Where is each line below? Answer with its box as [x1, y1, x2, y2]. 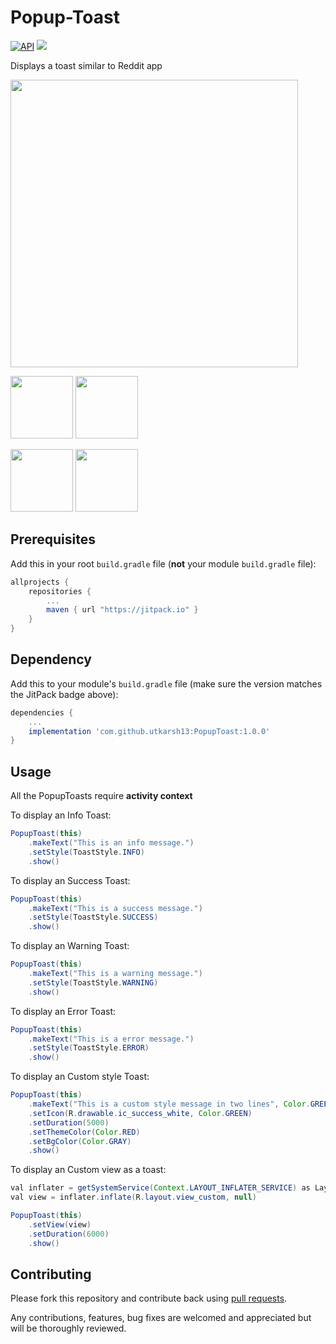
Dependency [10, 651, 92, 668]
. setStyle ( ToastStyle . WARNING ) [28, 977, 159, 988]
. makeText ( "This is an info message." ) [28, 838, 195, 848]
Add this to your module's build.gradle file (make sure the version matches [10, 677, 323, 690]
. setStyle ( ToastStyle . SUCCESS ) [28, 912, 159, 923]
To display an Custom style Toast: [10, 1071, 150, 1083]
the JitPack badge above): [10, 688, 119, 700]
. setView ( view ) [28, 1219, 92, 1230]
